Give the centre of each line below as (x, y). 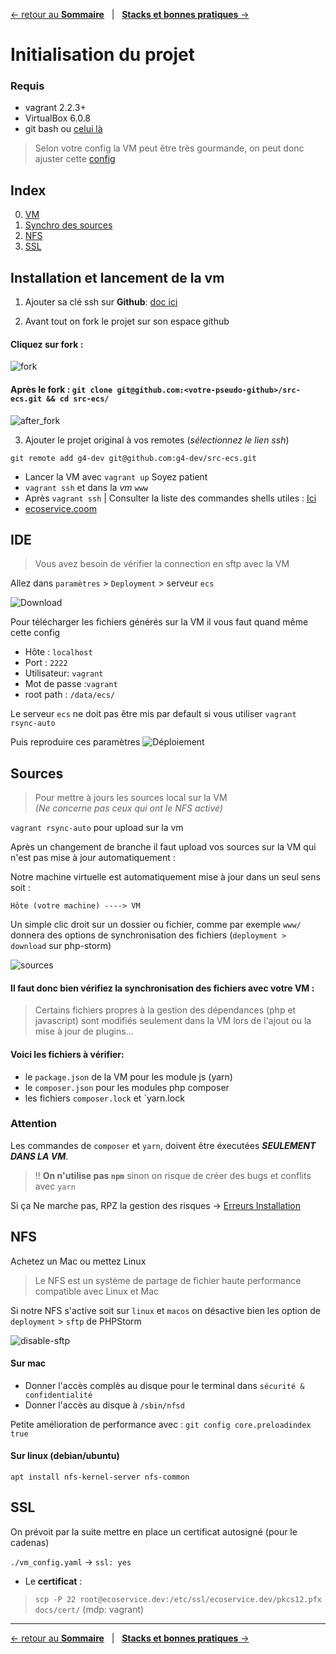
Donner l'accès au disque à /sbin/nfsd (104, 1405)
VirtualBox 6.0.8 (58, 118)
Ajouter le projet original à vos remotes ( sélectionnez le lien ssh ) (157, 440)
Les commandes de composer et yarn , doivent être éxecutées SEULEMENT (163, 1145)
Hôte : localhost (58, 652)
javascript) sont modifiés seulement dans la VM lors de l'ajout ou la (173, 1021)
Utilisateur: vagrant (64, 673)
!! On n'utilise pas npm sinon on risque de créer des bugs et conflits (173, 1175)
